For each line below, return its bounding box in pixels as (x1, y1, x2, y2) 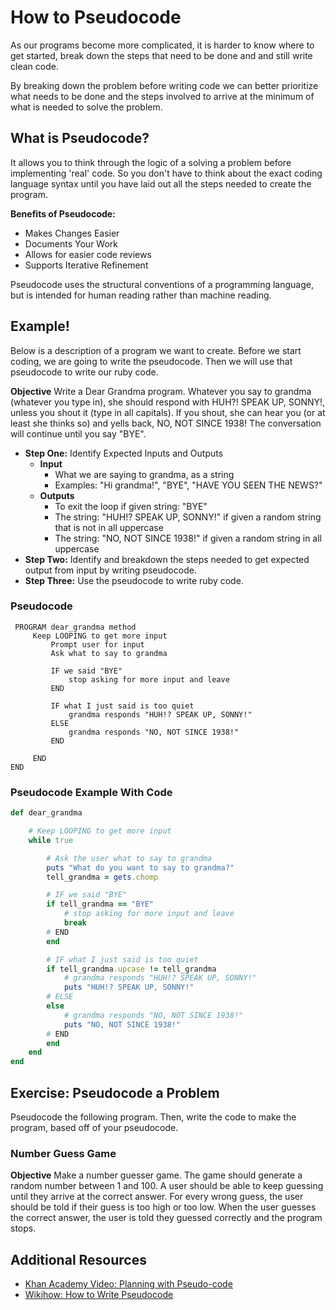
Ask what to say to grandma (50, 648, 168, 658)
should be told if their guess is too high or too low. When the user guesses (10, 1201, 317, 1213)
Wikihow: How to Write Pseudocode (24, 1289, 174, 1301)
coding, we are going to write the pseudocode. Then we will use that (10, 355, 293, 367)
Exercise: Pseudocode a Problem (10, 1084, 220, 1101)
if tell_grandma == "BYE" (46, 899, 155, 910)
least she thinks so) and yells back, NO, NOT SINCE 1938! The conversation (10, 417, 322, 429)
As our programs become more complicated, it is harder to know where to (10, 39, 315, 51)
